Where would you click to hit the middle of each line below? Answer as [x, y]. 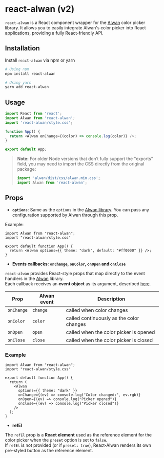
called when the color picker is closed [109, 340]
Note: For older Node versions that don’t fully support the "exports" [85, 159]
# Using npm [17, 69]
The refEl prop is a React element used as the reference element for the [79, 435]
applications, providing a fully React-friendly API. [54, 33]
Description [111, 298]
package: [26, 169]
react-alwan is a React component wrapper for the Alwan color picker [75, 23]
